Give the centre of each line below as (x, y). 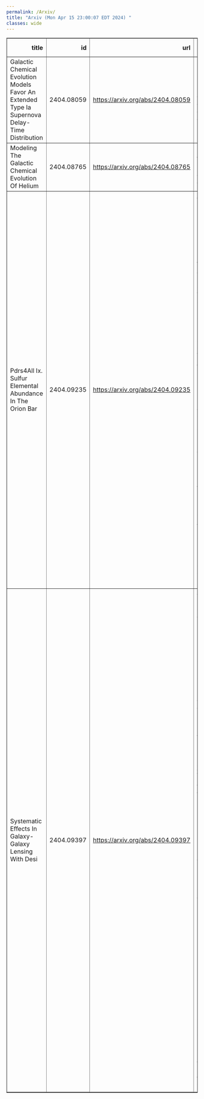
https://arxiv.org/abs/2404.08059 (142, 100)
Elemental (24, 386)
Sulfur (19, 378)
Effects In (24, 829)
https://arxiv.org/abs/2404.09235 (142, 390)
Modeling (24, 148)
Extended (24, 100)
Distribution (27, 138)
